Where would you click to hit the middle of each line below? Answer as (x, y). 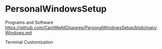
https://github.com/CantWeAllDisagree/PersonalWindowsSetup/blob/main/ (81, 27)
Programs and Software (29, 22)
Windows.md (19, 33)
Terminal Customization (29, 42)
